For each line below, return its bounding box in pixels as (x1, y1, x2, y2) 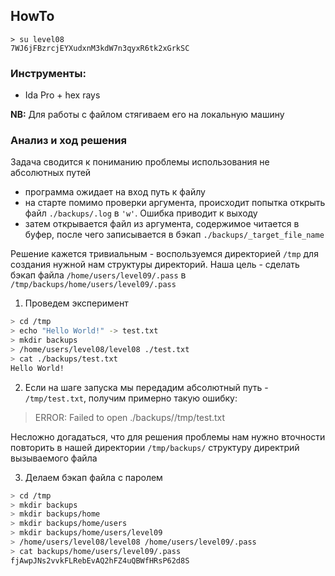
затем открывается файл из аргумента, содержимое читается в (24, 218, 300, 230)
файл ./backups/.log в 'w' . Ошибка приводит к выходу (24, 207, 258, 219)
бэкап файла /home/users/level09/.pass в (10, 269, 187, 281)
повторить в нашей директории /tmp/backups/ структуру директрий (10, 441, 300, 453)
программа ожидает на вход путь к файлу (24, 186, 206, 198)
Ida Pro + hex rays (24, 89, 101, 101)
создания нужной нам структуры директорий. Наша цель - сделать (10, 259, 300, 271)
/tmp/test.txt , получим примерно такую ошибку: (24, 392, 238, 404)
